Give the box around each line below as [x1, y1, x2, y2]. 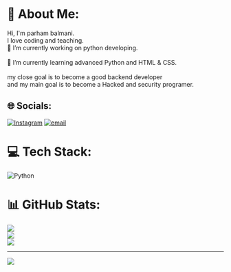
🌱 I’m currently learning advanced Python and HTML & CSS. [7, 58, 177, 66]
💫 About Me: [7, 6, 80, 22]
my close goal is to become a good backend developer [7, 72, 163, 81]
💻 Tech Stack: [7, 144, 92, 159]
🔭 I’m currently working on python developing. [7, 43, 138, 52]
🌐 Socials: [7, 100, 52, 112]
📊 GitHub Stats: [7, 196, 101, 212]
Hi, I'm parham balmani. [7, 29, 75, 37]
